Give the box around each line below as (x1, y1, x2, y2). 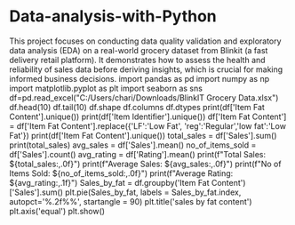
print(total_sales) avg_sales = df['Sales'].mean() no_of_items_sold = (9, 140, 257, 150)
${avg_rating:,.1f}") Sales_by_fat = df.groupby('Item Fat (9, 177, 211, 188)
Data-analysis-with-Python (9, 6, 218, 27)
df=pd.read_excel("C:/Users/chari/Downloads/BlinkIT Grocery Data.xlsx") (9, 92, 279, 103)
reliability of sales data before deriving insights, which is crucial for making (9, 64, 283, 75)
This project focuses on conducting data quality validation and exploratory (9, 36, 282, 46)
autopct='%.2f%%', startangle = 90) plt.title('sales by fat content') (9, 196, 252, 206)
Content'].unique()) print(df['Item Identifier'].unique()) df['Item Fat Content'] (9, 111, 287, 122)
